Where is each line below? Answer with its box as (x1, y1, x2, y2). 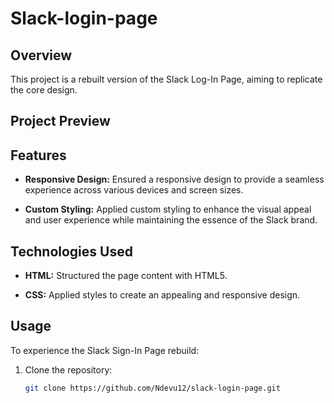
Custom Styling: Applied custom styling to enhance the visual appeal (24, 203, 312, 216)
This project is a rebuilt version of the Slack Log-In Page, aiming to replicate (10, 73, 323, 85)
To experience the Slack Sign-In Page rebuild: (10, 344, 200, 356)
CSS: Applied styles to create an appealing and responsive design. (24, 289, 301, 301)
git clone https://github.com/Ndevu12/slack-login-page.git (24, 383, 281, 393)
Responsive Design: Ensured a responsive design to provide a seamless (24, 173, 325, 186)
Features (10, 147, 67, 164)
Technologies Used (10, 243, 133, 260)
